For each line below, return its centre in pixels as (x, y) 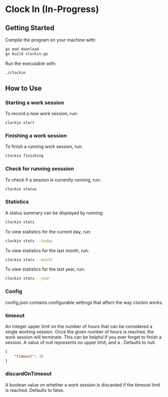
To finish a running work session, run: (44, 146)
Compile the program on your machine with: (51, 40)
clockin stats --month (29, 260)
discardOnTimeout (28, 374)
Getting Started (30, 28)
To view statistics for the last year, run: (45, 269)
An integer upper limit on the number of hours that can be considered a (79, 326)
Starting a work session (35, 103)
